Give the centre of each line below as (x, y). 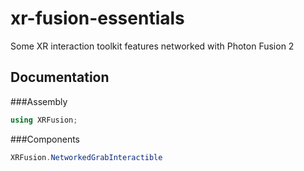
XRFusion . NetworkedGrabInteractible (86, 157)
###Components (45, 139)
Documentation (60, 77)
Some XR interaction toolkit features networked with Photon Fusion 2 (152, 46)
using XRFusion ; (44, 120)
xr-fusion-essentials (97, 18)
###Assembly (39, 101)
